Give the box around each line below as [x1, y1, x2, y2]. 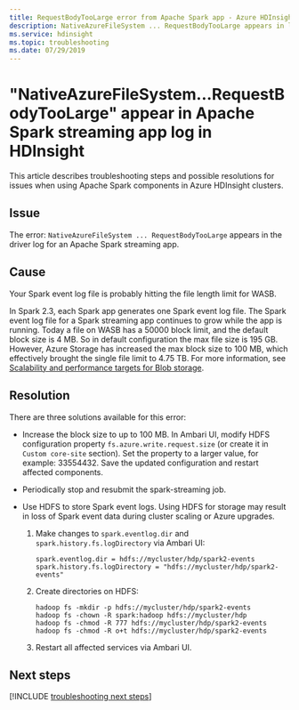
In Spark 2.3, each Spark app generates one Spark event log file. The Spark [9, 305, 287, 316]
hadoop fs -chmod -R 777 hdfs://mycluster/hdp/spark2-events [35, 618, 267, 627]
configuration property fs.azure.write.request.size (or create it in [21, 438, 269, 449]
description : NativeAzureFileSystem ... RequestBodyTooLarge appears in [9, 21, 285, 30]
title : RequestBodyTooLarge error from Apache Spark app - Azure [9, 12, 256, 22]
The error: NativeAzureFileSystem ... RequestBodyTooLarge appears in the [9, 229, 283, 240]
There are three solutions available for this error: [9, 411, 187, 423]
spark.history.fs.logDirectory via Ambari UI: [35, 537, 206, 548]
